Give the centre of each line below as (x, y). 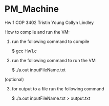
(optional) (14, 79)
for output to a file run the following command (58, 88)
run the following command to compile (50, 41)
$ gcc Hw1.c (24, 51)
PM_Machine (32, 9)
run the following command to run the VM (54, 60)
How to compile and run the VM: (37, 32)
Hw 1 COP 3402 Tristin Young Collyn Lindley (49, 22)
